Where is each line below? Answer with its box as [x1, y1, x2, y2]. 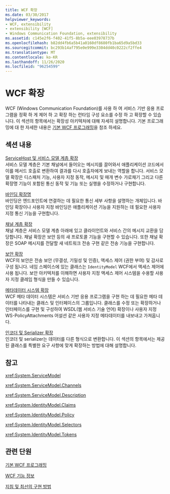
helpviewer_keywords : [5, 17, 51, 22]
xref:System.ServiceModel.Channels [5, 382, 82, 388]
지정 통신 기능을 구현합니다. [5, 210, 60, 216]
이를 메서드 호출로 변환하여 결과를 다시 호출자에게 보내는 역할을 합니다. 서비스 [5, 168, 158, 174]
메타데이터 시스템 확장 [5, 287, 49, 293]
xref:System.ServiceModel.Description [5, 392, 86, 398]
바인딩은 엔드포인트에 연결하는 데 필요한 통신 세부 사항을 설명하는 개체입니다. [5, 197, 157, 204]
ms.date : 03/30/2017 [5, 12, 49, 17]
